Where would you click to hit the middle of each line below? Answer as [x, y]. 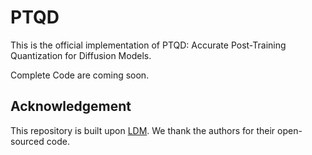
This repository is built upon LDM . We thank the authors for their [143, 130]
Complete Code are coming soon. [80, 75]
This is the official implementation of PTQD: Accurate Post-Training [148, 45]
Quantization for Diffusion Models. [81, 55]
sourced [27, 141]
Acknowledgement [71, 106]
